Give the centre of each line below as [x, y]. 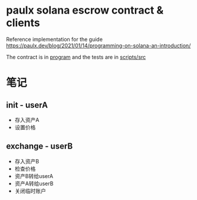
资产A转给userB [34, 183]
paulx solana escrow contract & [85, 10]
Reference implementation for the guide [55, 39]
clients [23, 23]
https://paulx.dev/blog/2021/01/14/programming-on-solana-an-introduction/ [98, 46]
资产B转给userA [34, 176]
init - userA [27, 105]
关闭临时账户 [30, 191]
